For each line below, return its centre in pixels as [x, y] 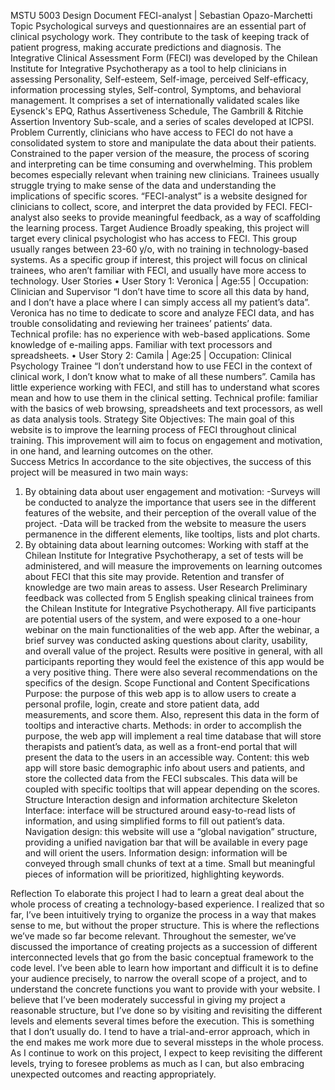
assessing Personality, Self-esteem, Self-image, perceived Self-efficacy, [159, 79]
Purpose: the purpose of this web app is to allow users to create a [160, 693]
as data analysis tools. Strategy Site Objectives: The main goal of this [152, 419]
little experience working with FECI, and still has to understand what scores [165, 387]
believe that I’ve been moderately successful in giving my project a [148, 999]
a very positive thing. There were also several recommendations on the [171, 672]
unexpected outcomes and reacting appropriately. [113, 1074]
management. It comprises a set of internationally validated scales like [155, 100]
